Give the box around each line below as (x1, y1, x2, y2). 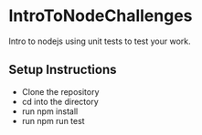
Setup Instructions (8, 62, 117, 78)
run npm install (21, 106, 79, 117)
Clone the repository (21, 86, 100, 97)
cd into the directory (21, 96, 100, 107)
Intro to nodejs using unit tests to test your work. (8, 36, 191, 47)
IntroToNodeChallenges (8, 5, 193, 26)
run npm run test (21, 115, 85, 126)
